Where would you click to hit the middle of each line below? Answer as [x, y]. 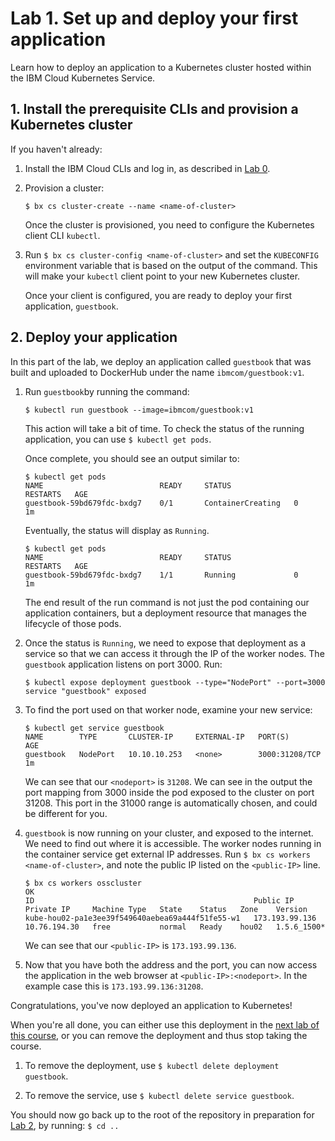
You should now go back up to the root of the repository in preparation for [162, 1114]
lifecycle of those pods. [73, 623]
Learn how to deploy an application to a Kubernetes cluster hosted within [161, 67]
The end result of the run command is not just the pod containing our [167, 602]
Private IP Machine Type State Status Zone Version [166, 909]
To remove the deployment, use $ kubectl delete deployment [152, 1065]
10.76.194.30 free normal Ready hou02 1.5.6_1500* [175, 927]
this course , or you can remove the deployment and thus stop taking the [159, 1035]
